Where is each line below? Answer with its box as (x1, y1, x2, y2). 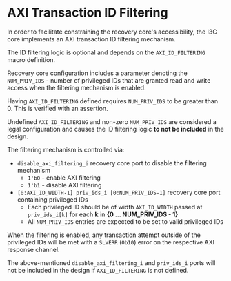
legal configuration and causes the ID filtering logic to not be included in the (7, 125, 224, 133)
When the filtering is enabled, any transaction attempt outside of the (7, 231, 201, 239)
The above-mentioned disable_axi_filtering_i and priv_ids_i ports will (7, 258, 216, 267)
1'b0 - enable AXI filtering (27, 174, 101, 182)
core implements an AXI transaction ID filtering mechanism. (7, 34, 176, 43)
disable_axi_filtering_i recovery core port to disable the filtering (17, 158, 207, 167)
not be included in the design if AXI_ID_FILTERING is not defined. (7, 266, 189, 274)
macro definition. (7, 55, 56, 63)
